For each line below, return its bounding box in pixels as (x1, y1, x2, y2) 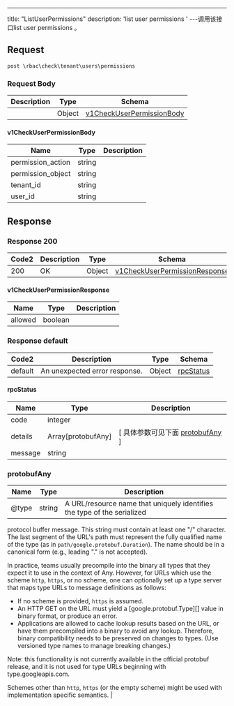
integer (47, 415, 71, 425)
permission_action (10, 158, 71, 168)
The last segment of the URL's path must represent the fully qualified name (7, 533, 223, 541)
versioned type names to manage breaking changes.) (17, 642, 171, 649)
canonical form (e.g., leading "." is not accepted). (7, 547, 148, 556)
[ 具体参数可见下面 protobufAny (118, 427, 222, 437)
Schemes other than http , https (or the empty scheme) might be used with (7, 684, 223, 691)
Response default (7, 336, 68, 346)
